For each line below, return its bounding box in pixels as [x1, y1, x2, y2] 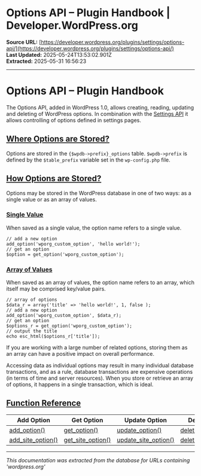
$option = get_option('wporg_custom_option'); [6, 251, 124, 257]
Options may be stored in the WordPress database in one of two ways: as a [6, 189, 191, 197]
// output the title [6, 328, 58, 334]
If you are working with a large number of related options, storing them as [6, 344, 188, 351]
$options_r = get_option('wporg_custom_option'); [6, 323, 133, 329]
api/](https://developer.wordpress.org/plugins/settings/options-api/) [6, 45, 175, 52]
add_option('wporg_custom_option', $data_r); [6, 313, 121, 319]
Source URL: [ [6, 38, 41, 45]
